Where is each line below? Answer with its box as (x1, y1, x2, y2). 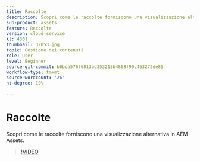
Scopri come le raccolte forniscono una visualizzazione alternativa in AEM (6, 130, 188, 137)
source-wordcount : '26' (6, 75, 65, 80)
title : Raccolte (6, 8, 46, 15)
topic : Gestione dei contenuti (6, 47, 84, 53)
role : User (6, 53, 33, 59)
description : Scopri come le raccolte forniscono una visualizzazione (6, 14, 185, 20)
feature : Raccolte (6, 25, 52, 31)
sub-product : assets (6, 20, 58, 25)
